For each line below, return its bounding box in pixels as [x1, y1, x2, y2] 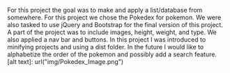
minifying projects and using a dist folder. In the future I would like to [7, 43, 204, 51]
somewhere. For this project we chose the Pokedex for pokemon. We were [7, 13, 222, 22]
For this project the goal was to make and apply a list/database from [7, 6, 203, 14]
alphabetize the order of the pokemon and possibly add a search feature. [7, 50, 217, 58]
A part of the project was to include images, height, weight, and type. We [7, 28, 217, 36]
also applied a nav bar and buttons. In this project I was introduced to [7, 35, 206, 44]
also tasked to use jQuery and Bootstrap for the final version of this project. [7, 21, 223, 29]
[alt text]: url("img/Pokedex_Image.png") [7, 58, 124, 65]
